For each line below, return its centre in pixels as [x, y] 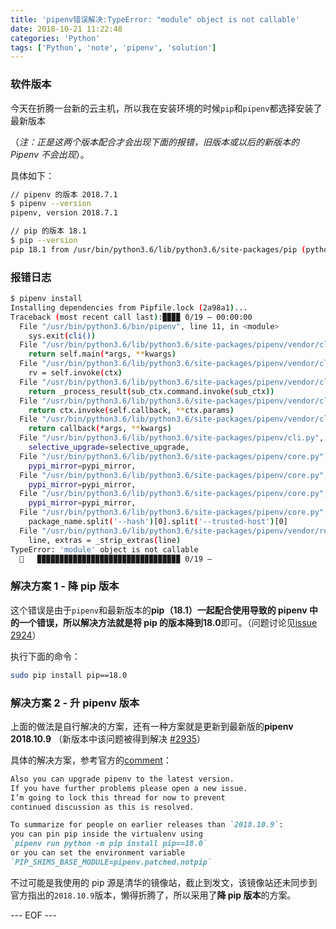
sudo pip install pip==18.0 [69, 675]
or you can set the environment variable [98, 853]
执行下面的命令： [45, 656]
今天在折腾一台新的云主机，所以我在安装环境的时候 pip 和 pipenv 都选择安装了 [166, 108]
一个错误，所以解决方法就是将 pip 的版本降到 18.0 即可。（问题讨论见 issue [168, 622]
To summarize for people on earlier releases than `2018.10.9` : [147, 825]
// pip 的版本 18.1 [48, 231]
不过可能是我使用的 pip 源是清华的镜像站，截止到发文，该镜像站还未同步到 [164, 882]
